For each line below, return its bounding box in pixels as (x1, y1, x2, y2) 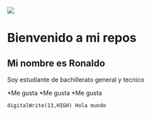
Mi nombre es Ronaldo (7, 57, 105, 69)
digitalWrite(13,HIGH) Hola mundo (7, 102, 107, 109)
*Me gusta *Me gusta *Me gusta (7, 89, 102, 97)
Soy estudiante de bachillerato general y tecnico (7, 76, 145, 84)
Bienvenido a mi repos (7, 30, 137, 46)
